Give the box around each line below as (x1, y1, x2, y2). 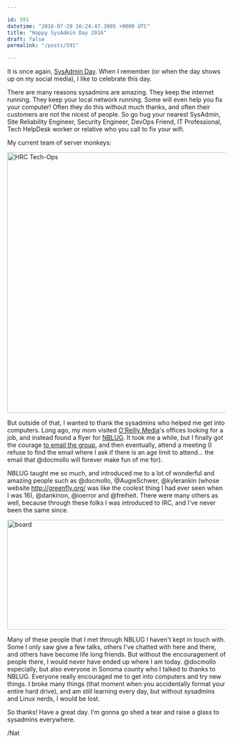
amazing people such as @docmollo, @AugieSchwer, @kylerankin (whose (7, 477, 220, 485)
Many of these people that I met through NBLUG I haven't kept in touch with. (7, 635, 225, 644)
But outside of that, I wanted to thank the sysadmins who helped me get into (7, 418, 225, 427)
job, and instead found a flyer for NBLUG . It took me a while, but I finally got (7, 434, 223, 442)
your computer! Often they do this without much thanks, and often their (7, 103, 211, 111)
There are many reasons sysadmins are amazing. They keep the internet (7, 88, 214, 97)
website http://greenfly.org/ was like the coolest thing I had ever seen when (7, 484, 223, 492)
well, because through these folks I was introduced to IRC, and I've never (7, 498, 216, 507)
